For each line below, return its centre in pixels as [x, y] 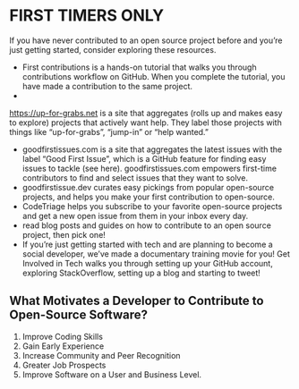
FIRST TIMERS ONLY [86, 16]
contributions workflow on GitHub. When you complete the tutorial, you [154, 76]
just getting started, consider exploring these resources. [113, 49]
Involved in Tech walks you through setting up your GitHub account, [147, 263]
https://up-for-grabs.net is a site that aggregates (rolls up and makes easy [146, 113]
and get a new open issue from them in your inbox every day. [135, 216]
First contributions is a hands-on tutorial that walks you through [139, 67]
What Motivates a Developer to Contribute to [137, 301]
